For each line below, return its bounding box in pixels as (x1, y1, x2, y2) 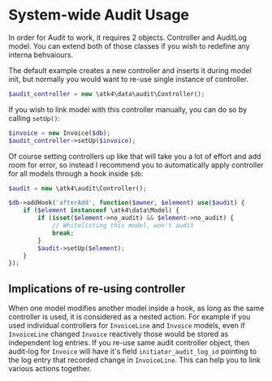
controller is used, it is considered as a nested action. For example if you (8, 312, 251, 322)
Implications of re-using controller (8, 282, 186, 296)
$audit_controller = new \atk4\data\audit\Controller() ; (8, 89, 205, 98)
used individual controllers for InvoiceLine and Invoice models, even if (8, 321, 245, 331)
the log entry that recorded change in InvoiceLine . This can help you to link (8, 355, 261, 365)
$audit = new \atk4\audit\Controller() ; (8, 184, 148, 193)
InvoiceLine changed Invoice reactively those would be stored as (8, 329, 229, 339)
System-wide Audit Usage (8, 6, 189, 24)
